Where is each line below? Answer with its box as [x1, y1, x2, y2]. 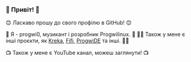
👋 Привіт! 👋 [5, 5, 40, 14]
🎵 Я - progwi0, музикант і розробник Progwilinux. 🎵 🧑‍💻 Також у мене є [5, 31, 186, 38]
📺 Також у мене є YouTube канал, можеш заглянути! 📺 [5, 49, 149, 57]
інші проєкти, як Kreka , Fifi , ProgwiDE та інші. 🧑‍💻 [5, 37, 130, 45]
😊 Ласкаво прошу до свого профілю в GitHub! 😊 [5, 19, 132, 26]
